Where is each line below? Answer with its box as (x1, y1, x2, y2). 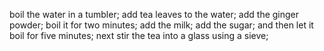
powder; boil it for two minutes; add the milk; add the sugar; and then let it (9, 19, 314, 31)
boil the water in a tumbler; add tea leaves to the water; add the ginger (9, 9, 300, 20)
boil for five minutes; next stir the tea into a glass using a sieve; (9, 30, 269, 41)
